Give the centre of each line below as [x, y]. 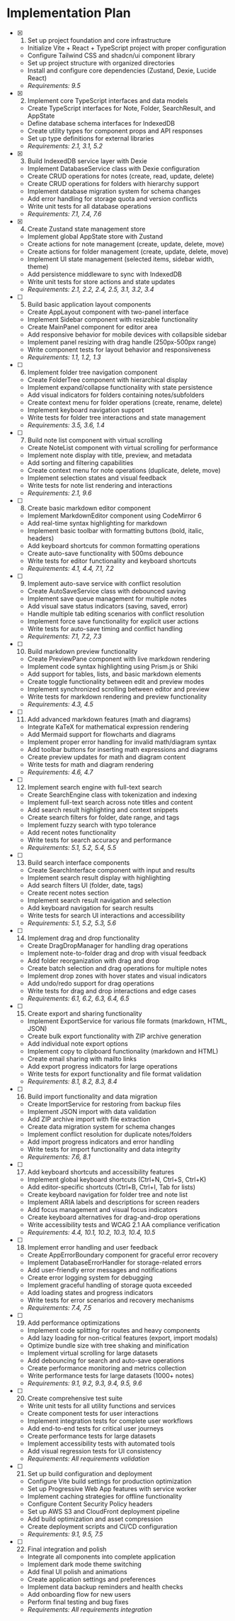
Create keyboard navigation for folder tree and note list [108, 1194]
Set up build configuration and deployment [90, 1473]
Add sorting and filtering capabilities [80, 462]
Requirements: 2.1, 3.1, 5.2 [65, 146]
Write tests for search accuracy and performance [99, 840]
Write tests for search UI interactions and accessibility [106, 915]
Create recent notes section [68, 893]
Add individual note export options [78, 1043]
